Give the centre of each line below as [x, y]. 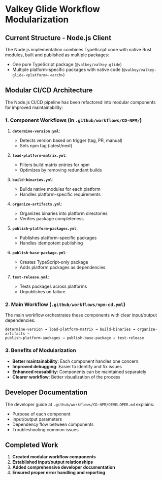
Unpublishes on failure [42, 292]
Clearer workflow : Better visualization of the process [66, 377]
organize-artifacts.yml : [37, 204]
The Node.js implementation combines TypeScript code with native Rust [78, 50]
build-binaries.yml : [33, 180]
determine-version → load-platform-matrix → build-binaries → [70, 329]
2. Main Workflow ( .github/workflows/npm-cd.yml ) [65, 305]
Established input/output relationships [52, 462]
